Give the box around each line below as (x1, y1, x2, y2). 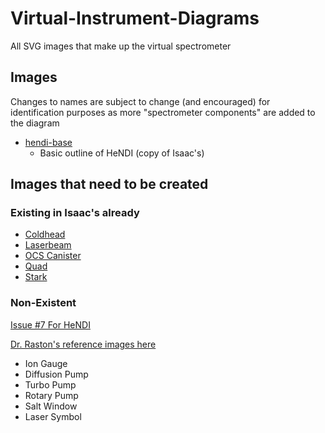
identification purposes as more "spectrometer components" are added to (10, 106, 316, 118)
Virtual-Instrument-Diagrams (10, 7, 260, 30)
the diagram (10, 117, 60, 129)
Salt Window (24, 400, 78, 412)
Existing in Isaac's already (10, 206, 140, 220)
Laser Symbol (24, 410, 82, 422)
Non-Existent (10, 296, 77, 310)
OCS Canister (24, 250, 82, 262)
